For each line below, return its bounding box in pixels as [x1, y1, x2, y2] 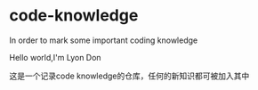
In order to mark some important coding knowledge [9, 35, 198, 45]
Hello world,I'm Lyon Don [9, 52, 101, 62]
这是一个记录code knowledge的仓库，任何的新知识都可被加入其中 [9, 70, 250, 81]
